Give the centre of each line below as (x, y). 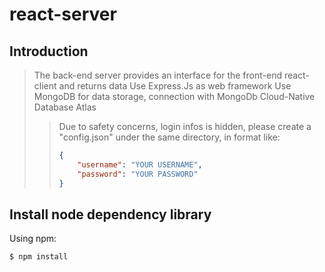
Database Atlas (65, 107)
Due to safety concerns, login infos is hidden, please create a (185, 126)
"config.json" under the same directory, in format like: (169, 137)
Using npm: (33, 239)
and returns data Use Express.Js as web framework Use (175, 86)
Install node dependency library (110, 214)
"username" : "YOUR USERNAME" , (140, 164)
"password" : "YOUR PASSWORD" (138, 174)
